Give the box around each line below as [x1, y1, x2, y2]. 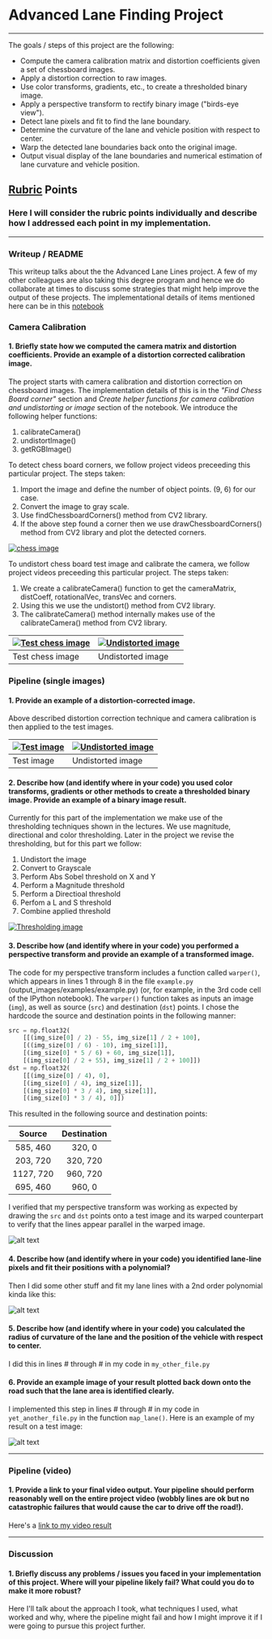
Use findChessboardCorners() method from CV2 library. [19, 510, 208, 521]
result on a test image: [8, 1421, 83, 1431]
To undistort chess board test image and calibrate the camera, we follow [8, 559, 250, 569]
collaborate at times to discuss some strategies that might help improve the [8, 283, 259, 293]
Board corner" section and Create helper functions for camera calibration [8, 394, 255, 404]
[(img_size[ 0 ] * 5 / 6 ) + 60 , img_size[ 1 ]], [23, 1049, 176, 1057]
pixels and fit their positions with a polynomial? [8, 1262, 171, 1272]
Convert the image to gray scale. [19, 502, 130, 512]
